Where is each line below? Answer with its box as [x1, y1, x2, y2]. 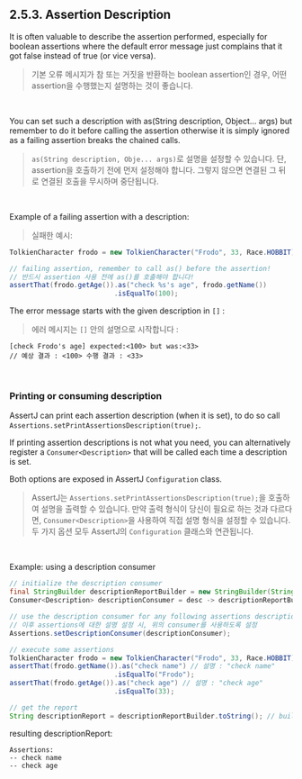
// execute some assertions [9, 645, 115, 654]
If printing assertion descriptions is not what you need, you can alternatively [9, 437, 291, 448]
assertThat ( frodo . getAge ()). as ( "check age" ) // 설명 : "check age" [9, 679, 263, 688]
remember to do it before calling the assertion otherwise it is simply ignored [9, 125, 290, 136]
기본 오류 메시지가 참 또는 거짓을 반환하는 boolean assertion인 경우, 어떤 [31, 68, 288, 79]
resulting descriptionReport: [9, 728, 113, 738]
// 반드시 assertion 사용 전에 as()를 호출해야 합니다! [9, 272, 195, 282]
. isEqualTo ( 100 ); [113, 289, 179, 298]
